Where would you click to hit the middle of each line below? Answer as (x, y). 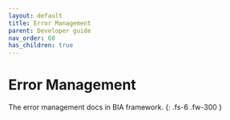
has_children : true (41, 46)
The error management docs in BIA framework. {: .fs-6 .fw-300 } (115, 107)
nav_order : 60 (32, 38)
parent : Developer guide (50, 30)
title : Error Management (50, 23)
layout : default (35, 16)
